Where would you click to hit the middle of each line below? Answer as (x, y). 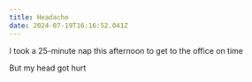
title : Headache (39, 17)
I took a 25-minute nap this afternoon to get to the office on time (126, 50)
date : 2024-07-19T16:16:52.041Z (69, 26)
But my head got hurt (48, 68)
